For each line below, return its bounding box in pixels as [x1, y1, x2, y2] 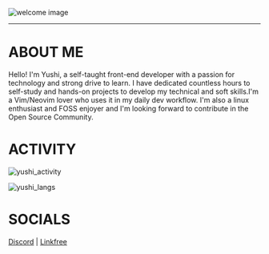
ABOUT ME [8, 43, 84, 62]
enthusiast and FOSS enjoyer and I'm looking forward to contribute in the [8, 103, 249, 113]
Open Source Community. [8, 112, 94, 122]
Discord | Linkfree [8, 236, 68, 246]
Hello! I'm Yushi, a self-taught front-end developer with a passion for [8, 69, 235, 79]
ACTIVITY [8, 140, 77, 159]
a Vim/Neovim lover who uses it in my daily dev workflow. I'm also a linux [8, 95, 250, 104]
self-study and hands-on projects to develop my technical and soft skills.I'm [8, 87, 259, 96]
